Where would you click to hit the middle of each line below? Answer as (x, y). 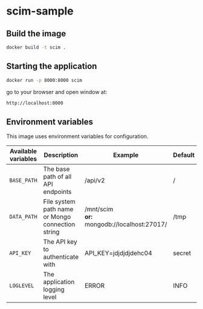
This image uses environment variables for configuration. (77, 136)
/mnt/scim (99, 209)
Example (126, 155)
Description (61, 155)
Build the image (36, 34)
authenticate (61, 257)
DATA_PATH (23, 217)
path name (58, 209)
